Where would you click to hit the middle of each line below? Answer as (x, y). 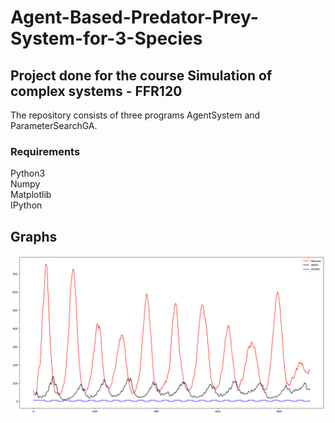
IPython (26, 205)
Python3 (28, 173)
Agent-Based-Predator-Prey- (134, 17)
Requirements (45, 151)
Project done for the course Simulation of (141, 75)
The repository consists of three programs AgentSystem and (135, 115)
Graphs (34, 236)
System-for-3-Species (106, 38)
